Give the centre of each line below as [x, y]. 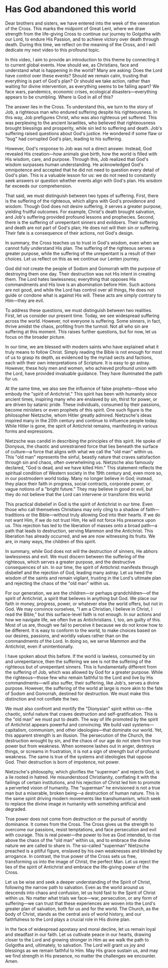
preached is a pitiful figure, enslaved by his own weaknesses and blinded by [84, 851]
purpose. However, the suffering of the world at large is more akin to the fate [84, 688]
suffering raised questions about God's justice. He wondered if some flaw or [84, 133]
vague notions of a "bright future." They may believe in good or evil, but [79, 489]
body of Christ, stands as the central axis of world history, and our [73, 914]
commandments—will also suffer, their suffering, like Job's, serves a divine [82, 683]
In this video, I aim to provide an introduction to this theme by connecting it [82, 59]
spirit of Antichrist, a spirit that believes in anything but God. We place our [81, 598]
